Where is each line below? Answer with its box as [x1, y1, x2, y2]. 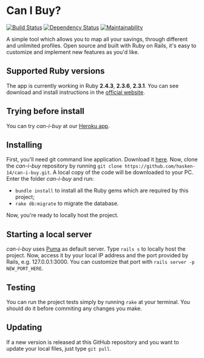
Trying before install [6, 106, 85, 117]
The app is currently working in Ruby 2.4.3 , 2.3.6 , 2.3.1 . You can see [6, 82, 179, 89]
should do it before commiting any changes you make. [6, 305, 143, 312]
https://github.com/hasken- [124, 163, 196, 170]
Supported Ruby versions [6, 66, 105, 76]
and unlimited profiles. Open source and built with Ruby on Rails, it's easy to [6, 42, 197, 49]
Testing [6, 282, 36, 292]
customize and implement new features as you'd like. [6, 48, 140, 55]
